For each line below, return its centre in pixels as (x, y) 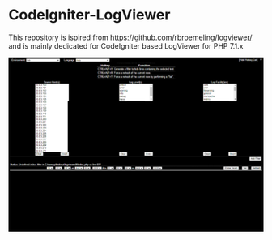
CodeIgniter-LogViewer (89, 15)
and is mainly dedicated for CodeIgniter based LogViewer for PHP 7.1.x (126, 45)
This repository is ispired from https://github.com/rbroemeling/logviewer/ (130, 37)
